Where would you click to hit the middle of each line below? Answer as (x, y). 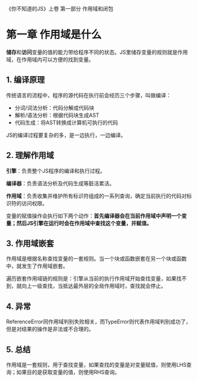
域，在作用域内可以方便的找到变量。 (50, 59)
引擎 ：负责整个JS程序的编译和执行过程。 (56, 170)
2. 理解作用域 (30, 155)
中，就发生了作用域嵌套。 (37, 266)
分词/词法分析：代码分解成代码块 (54, 107)
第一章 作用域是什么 (54, 35)
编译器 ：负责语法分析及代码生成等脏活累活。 (60, 183)
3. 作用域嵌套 (30, 243)
